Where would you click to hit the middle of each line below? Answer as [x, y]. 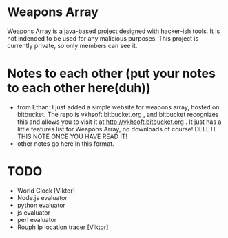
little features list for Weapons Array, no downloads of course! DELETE [117, 129]
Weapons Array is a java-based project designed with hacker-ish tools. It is [114, 31]
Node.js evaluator [42, 197]
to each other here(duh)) [79, 88]
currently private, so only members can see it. [72, 45]
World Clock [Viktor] [46, 191]
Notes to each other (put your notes [111, 74]
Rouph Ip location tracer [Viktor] [63, 227]
